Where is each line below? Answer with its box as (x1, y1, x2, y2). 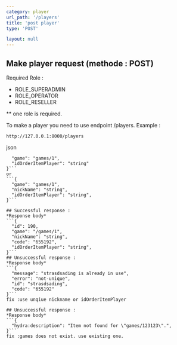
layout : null (6, 36, 39, 42)
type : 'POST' (6, 25, 39, 32)
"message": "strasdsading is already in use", (11, 270, 129, 276)
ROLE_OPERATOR (14, 92, 58, 99)
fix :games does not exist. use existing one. (6, 333, 124, 339)
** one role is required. (6, 110, 63, 117)
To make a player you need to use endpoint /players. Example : (6, 121, 161, 129)
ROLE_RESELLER (14, 98, 57, 105)
